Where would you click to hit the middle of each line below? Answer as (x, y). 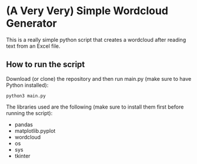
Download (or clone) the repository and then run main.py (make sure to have (99, 78)
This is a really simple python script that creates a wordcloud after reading (96, 40)
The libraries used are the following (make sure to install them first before (95, 107)
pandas (24, 124)
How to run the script (46, 65)
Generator (31, 23)
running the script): (29, 113)
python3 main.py (26, 96)
